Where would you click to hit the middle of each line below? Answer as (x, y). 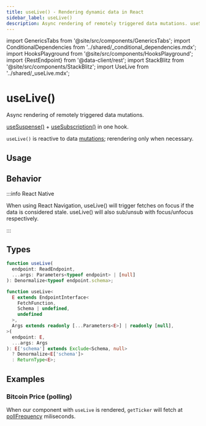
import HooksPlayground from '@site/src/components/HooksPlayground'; (100, 54)
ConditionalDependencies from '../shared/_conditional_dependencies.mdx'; (101, 47)
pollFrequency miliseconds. (41, 416)
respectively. (22, 219)
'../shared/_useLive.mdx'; (38, 73)
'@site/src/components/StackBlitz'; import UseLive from (78, 67)
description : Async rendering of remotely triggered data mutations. (97, 23)
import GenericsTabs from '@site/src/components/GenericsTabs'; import (98, 41)
